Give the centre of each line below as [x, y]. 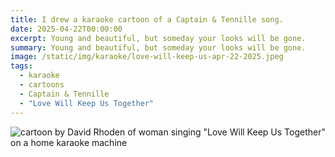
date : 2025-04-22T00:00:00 [66, 29]
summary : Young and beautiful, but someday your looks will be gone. [158, 47]
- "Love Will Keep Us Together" [87, 103]
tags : [21, 66]
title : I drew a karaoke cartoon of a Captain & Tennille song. [147, 19]
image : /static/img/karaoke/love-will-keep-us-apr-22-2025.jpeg [147, 57]
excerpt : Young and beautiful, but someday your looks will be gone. [158, 38]
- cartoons [42, 85]
